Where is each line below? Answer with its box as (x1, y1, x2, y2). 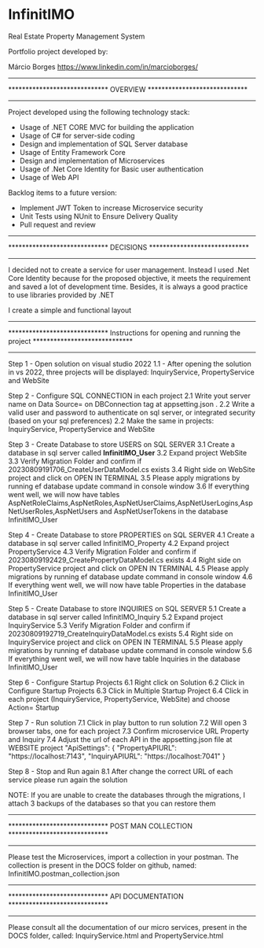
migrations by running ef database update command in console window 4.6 (8, 572, 253, 581)
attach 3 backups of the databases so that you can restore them (8, 799, 216, 808)
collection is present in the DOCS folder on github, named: (8, 860, 197, 870)
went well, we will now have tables (8, 489, 120, 499)
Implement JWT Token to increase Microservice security (19, 203, 203, 212)
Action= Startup (8, 703, 60, 712)
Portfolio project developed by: (8, 46, 108, 56)
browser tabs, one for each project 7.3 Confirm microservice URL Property (8, 726, 249, 736)
